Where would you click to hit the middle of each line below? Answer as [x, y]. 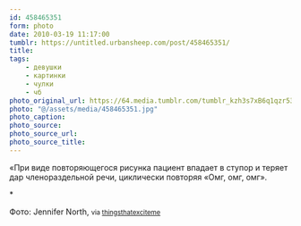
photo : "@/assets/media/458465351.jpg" [84, 109]
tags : [19, 59]
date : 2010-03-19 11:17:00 [60, 34]
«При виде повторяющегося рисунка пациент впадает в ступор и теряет [149, 167]
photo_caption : [38, 117]
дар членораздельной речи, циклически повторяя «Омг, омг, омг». [138, 177]
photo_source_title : [48, 142]
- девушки [44, 68]
